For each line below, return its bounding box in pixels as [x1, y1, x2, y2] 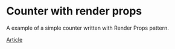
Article [6, 36, 23, 43]
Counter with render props [6, 4, 142, 18]
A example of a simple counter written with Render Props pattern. [6, 24, 169, 31]
